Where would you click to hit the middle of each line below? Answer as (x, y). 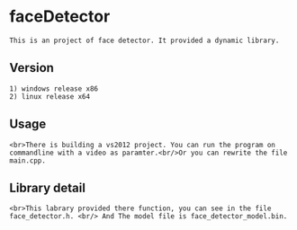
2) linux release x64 (50, 96)
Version (31, 68)
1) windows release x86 (54, 88)
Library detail (47, 187)
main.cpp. (28, 160)
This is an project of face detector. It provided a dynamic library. (144, 40)
